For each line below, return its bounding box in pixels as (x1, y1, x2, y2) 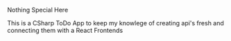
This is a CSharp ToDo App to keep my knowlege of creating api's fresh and (7, 19, 224, 27)
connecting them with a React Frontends (7, 27, 123, 34)
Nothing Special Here (7, 6, 69, 14)
